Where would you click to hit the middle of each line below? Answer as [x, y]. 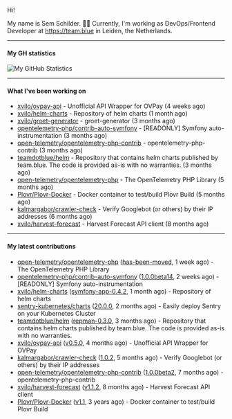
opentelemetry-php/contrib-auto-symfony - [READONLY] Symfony [112, 128]
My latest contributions [41, 246]
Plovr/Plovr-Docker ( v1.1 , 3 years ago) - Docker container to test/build [116, 402]
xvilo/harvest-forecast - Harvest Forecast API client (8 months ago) [113, 224]
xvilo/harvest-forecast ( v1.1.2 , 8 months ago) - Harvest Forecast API [114, 386]
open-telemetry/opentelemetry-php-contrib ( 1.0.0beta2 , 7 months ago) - [120, 372]
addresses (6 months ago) [55, 217]
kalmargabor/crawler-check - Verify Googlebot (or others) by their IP [115, 209]
